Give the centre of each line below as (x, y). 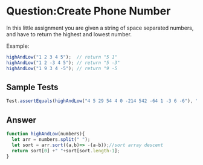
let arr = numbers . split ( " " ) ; (51, 139)
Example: (18, 46)
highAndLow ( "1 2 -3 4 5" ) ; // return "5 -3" (63, 63)
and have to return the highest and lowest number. (69, 34)
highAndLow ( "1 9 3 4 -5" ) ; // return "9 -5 (62, 68)
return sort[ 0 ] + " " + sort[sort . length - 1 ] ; (66, 150)
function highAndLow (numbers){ (46, 134)
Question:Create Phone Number (89, 11)
